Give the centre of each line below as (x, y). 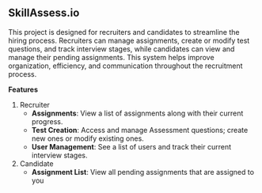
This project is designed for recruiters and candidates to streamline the (124, 32)
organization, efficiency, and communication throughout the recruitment (125, 66)
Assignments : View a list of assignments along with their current (137, 113)
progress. (47, 121)
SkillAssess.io (44, 13)
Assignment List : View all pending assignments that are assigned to (143, 172)
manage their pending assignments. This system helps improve (112, 57)
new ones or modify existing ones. (87, 138)
